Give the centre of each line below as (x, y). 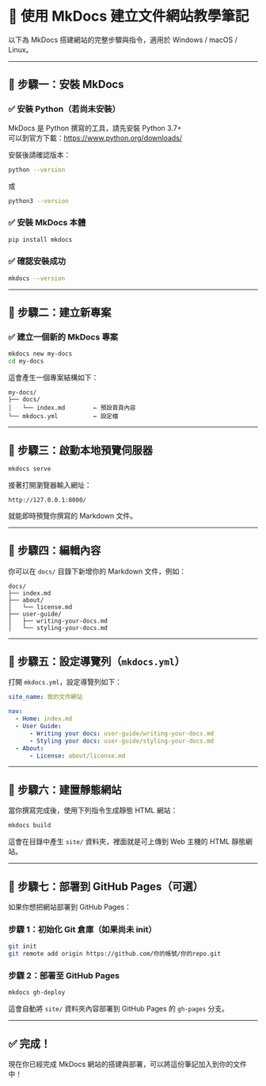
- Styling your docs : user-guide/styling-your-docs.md (122, 741)
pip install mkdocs (40, 240)
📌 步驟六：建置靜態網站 (65, 790)
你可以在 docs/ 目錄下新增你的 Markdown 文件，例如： (97, 571)
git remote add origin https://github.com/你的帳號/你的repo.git (115, 954)
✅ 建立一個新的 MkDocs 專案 (63, 337)
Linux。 (21, 49)
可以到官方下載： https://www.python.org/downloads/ (95, 138)
